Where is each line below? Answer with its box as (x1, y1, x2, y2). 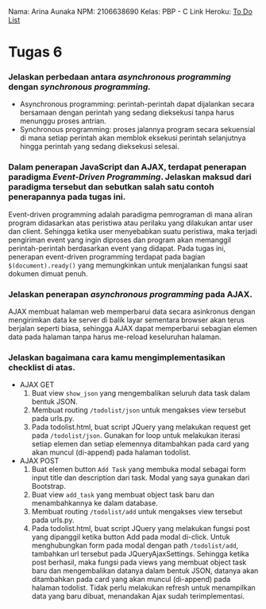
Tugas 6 (8, 43, 63, 61)
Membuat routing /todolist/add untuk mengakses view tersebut (31, 507, 243, 517)
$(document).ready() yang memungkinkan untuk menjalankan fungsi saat (8, 260, 249, 270)
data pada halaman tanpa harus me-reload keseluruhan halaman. (8, 332, 222, 342)
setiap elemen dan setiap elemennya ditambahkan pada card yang (31, 439, 249, 449)
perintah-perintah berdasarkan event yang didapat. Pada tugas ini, (8, 243, 226, 253)
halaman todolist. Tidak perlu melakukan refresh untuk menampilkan (31, 583, 256, 592)
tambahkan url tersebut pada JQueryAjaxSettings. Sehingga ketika (31, 549, 249, 559)
